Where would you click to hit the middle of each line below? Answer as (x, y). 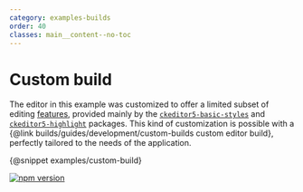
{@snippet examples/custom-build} (76, 160)
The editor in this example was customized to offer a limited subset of (139, 104)
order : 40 (28, 26)
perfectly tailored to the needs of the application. (100, 143)
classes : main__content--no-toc (70, 34)
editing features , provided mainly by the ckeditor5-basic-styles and (137, 114)
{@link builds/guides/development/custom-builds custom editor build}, (142, 133)
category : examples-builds (60, 18)
